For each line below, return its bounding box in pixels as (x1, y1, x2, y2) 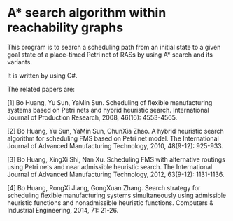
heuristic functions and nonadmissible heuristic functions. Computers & (7, 198, 213, 207)
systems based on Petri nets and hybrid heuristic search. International (7, 106, 209, 114)
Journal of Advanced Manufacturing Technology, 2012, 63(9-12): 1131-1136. (7, 170, 225, 178)
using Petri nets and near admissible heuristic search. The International (7, 162, 213, 171)
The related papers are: (7, 85, 75, 93)
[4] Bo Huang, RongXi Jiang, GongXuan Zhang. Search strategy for (7, 183, 201, 192)
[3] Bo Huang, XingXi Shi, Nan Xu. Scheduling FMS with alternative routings (7, 155, 225, 164)
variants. (7, 57, 33, 66)
